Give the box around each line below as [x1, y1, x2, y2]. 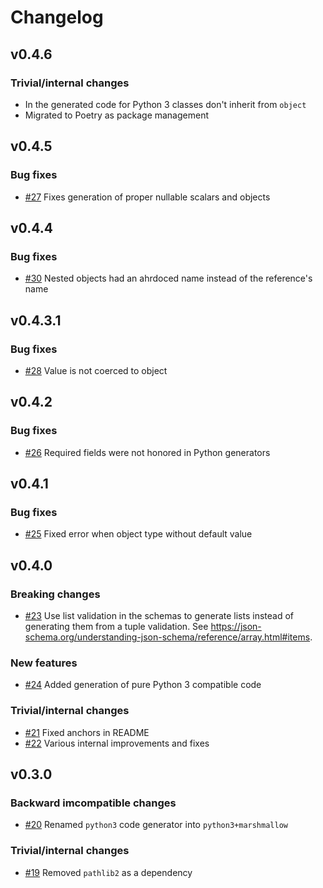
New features [10, 656, 78, 670]
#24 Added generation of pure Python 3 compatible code [24, 679, 262, 691]
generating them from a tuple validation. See [24, 621, 209, 632]
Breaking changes [10, 587, 101, 601]
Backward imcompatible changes [10, 796, 177, 810]
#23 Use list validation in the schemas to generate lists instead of [24, 610, 294, 621]
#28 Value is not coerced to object [24, 364, 168, 376]
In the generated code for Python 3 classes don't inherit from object [24, 98, 307, 110]
